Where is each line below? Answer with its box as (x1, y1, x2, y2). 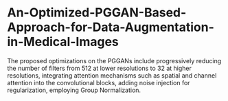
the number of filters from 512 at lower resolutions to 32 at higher (7, 64, 192, 72)
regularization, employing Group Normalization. (7, 86, 141, 94)
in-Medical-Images (7, 34, 119, 49)
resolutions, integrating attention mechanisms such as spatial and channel (7, 71, 217, 80)
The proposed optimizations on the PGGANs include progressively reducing (7, 56, 222, 65)
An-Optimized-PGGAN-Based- (7, 5, 187, 21)
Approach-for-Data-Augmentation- (7, 19, 214, 35)
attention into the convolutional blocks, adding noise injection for (7, 78, 190, 87)
